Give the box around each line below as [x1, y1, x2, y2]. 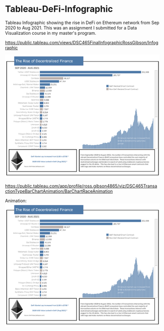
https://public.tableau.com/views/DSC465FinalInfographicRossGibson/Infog [5, 39, 159, 45]
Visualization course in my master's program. [5, 30, 96, 36]
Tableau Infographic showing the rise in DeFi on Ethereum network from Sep [5, 20, 160, 25]
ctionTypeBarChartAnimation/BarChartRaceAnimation [5, 188, 113, 194]
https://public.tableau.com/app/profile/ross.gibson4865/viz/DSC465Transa [5, 183, 158, 189]
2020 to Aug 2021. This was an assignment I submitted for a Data [5, 25, 137, 30]
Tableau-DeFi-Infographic [5, 3, 113, 15]
